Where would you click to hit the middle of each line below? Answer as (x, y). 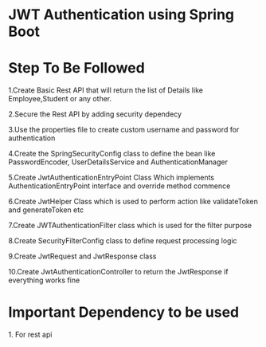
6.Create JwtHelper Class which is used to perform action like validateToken (133, 202)
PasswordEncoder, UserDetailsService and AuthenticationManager (118, 162)
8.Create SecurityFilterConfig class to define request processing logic (123, 241)
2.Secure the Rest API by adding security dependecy (95, 114)
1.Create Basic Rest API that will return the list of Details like (106, 90)
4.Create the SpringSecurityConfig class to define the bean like (112, 154)
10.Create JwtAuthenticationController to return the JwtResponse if (118, 272)
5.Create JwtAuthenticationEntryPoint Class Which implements (111, 178)
